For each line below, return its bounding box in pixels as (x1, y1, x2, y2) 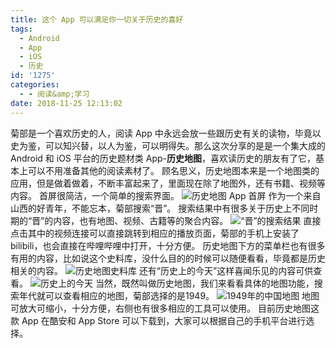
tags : (10, 24, 33, 34)
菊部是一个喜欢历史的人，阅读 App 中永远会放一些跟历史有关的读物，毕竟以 (10, 127, 322, 139)
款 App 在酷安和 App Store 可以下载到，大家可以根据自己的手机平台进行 (10, 314, 307, 326)
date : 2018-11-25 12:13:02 (10, 98, 123, 108)
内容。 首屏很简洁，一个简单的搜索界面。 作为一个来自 (10, 189, 322, 201)
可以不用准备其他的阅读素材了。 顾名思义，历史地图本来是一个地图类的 (27, 164, 320, 176)
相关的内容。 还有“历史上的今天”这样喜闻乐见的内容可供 (10, 264, 314, 276)
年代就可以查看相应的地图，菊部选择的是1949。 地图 (18, 289, 320, 301)
